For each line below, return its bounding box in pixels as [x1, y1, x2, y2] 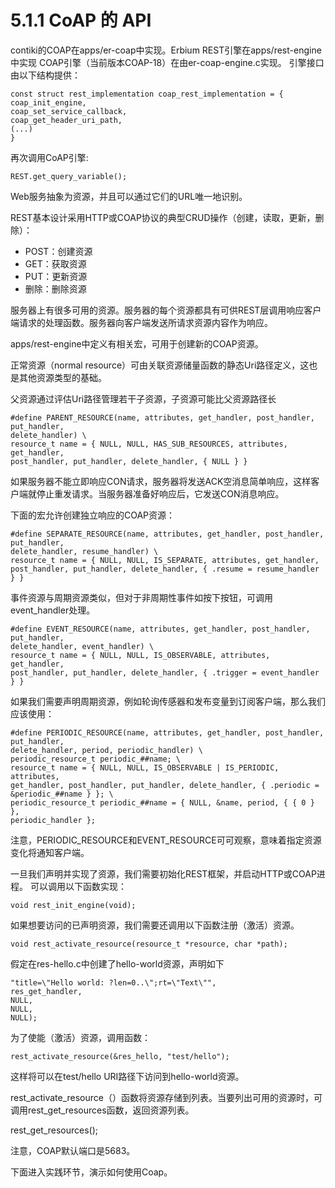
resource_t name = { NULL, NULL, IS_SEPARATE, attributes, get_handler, [10, 555, 320, 565]
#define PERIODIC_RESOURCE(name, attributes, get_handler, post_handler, [10, 727, 325, 738]
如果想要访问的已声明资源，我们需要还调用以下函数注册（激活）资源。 [10, 919, 300, 931]
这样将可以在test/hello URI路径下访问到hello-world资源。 [10, 1070, 245, 1082]
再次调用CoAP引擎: [10, 151, 89, 163]
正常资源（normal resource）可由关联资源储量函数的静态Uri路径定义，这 [10, 359, 310, 371]
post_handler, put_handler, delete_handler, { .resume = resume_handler [10, 564, 320, 574]
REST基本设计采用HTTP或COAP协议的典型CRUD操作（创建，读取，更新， [10, 211, 316, 223]
